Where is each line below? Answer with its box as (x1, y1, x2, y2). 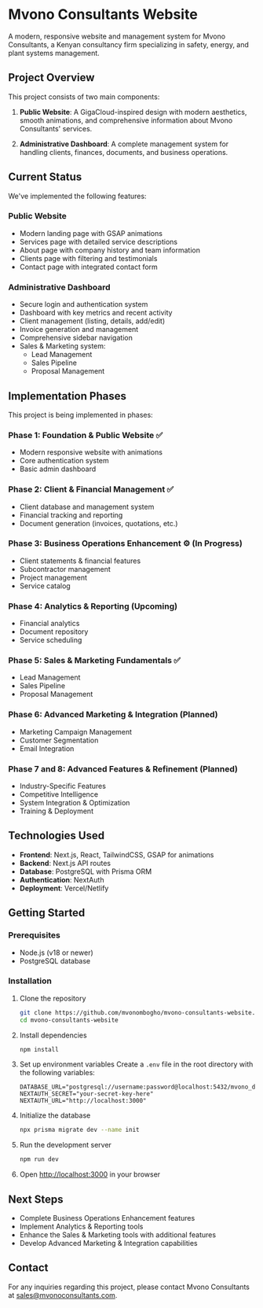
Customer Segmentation (19, 735, 99, 745)
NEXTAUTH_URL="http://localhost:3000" (19, 1097, 147, 1105)
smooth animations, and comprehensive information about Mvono (19, 116, 233, 125)
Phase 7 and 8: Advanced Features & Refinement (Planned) (8, 763, 238, 774)
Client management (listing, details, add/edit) (19, 316, 166, 326)
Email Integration (19, 743, 75, 753)
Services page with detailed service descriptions (19, 237, 178, 246)
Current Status (8, 171, 82, 184)
